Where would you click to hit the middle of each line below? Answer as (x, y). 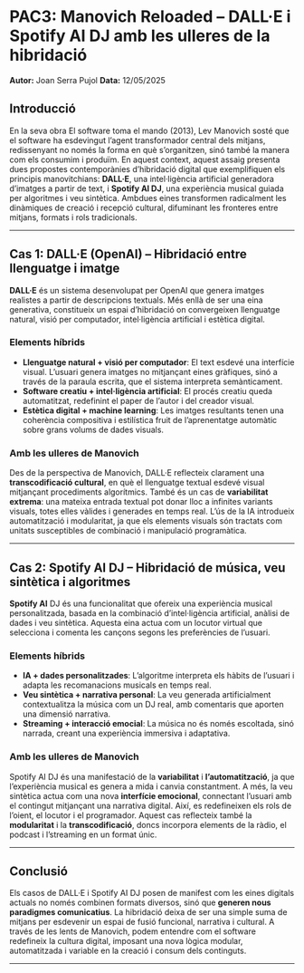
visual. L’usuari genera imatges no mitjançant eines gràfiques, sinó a (150, 371)
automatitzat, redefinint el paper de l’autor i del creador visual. (138, 400)
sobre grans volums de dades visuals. (93, 429)
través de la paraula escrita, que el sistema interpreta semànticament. (152, 381)
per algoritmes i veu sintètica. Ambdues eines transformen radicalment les (148, 197)
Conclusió (38, 871)
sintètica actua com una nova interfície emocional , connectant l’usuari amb (151, 795)
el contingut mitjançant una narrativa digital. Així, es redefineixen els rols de (151, 805)
